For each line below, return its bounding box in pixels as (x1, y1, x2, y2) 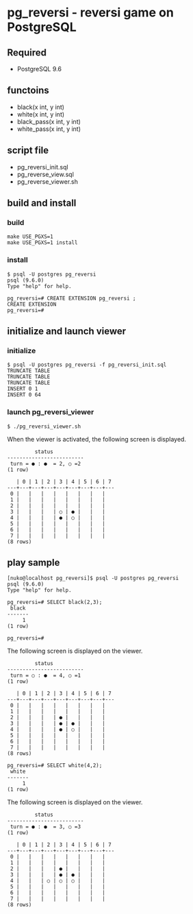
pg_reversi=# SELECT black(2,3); (7, 599, 103, 606)
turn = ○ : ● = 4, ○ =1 (10, 672, 81, 680)
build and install (7, 197, 77, 209)
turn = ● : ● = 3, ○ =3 (10, 823, 81, 830)
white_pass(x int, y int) (16, 125, 81, 133)
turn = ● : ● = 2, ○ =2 (10, 460, 81, 467)
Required (7, 47, 47, 58)
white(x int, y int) (16, 110, 65, 118)
